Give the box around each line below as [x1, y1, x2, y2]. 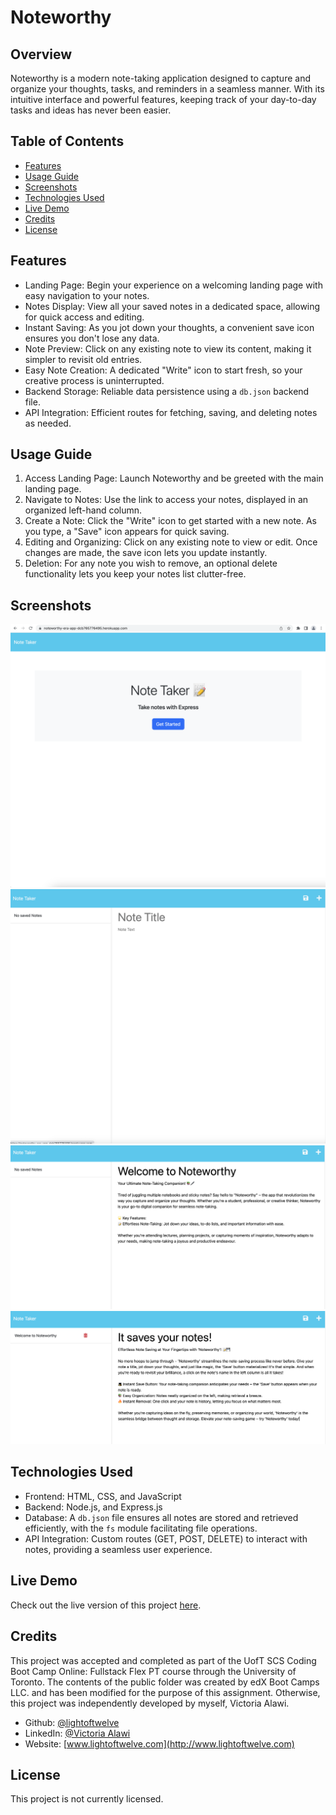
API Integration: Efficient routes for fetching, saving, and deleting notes [24, 406, 318, 418]
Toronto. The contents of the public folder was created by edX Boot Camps [10, 1676, 320, 1688]
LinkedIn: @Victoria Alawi [24, 1727, 131, 1739]
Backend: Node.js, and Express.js [24, 1501, 163, 1513]
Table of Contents [10, 133, 125, 150]
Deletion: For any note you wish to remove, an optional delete [24, 557, 278, 570]
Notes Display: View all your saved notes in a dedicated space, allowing [24, 300, 321, 312]
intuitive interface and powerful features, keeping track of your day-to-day [10, 94, 317, 105]
